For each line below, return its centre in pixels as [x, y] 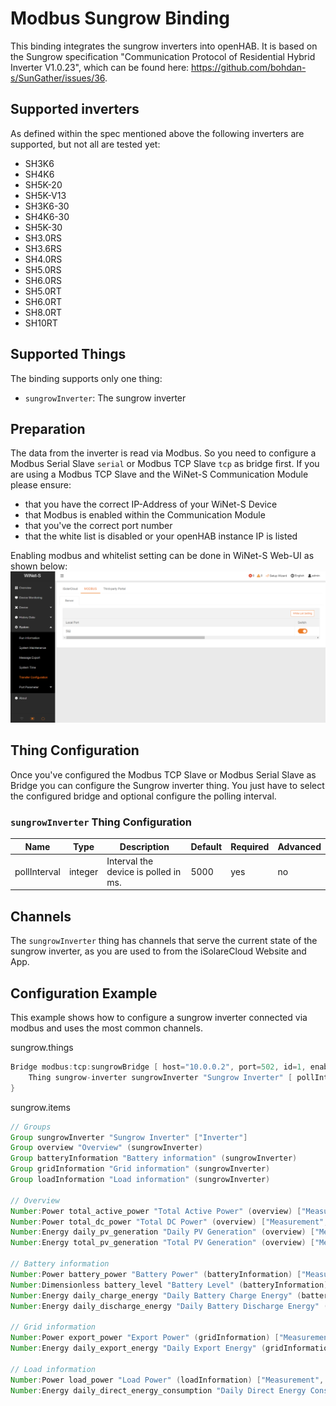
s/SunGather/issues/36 [58, 78]
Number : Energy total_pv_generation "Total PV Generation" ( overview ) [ [162, 1243]
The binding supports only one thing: [86, 378]
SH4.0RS [43, 259]
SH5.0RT [43, 291]
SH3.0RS [43, 238]
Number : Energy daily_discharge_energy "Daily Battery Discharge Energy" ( [169, 1306]
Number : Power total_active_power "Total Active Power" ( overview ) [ [156, 1211]
